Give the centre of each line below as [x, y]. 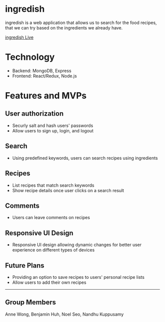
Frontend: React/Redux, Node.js [44, 76]
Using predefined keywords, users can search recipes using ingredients [85, 158]
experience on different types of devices [53, 250]
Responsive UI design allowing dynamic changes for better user [77, 245]
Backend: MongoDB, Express [42, 71]
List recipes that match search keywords [53, 185]
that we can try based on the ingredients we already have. [64, 27]
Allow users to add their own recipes [49, 282]
